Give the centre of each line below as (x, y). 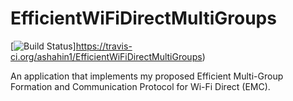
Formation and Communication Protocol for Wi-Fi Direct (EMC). (140, 86)
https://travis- (104, 46)
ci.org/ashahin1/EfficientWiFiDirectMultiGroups (106, 56)
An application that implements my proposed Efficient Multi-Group (147, 76)
